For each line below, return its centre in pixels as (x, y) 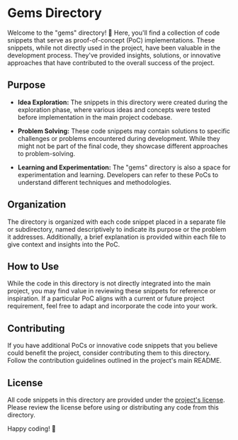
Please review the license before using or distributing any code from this (113, 407)
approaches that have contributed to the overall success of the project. (111, 62)
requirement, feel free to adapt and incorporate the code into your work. (113, 306)
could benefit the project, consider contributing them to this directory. (109, 353)
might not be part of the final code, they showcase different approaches (123, 146)
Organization (36, 204)
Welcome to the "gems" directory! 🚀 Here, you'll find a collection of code (114, 33)
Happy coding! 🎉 (32, 429)
